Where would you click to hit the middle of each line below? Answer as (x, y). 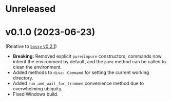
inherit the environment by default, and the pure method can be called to (89, 62)
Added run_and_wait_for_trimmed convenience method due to (78, 83)
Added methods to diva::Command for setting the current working (81, 72)
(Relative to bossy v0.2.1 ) (31, 46)
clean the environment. (37, 67)
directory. (23, 78)
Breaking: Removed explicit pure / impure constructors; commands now (87, 56)
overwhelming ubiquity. (37, 89)
